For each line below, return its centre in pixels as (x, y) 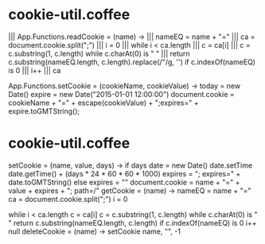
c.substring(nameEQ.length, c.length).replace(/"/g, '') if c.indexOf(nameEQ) (132, 62)
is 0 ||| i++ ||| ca (35, 70)
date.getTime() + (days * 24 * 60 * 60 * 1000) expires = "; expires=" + (125, 173)
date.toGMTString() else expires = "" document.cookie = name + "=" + (124, 182)
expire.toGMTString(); (44, 111)
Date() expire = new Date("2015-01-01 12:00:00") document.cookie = (121, 94)
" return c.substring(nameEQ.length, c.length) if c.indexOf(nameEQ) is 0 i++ (132, 223)
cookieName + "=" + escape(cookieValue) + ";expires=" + (103, 103)
